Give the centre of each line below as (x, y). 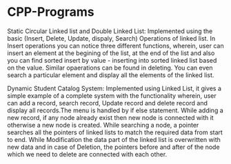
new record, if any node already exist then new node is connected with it (110, 117)
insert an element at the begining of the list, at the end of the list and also (111, 53)
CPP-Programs (51, 12)
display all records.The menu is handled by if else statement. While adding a (115, 110)
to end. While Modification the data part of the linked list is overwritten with (114, 139)
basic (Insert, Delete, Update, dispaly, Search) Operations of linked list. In (111, 38)
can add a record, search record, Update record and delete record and (108, 103)
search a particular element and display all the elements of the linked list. (111, 75)
